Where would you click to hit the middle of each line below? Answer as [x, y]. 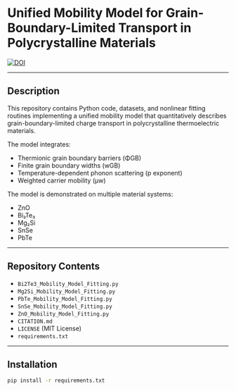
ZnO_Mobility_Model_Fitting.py [63, 314]
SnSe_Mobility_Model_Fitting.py [65, 306]
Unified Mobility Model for [85, 13]
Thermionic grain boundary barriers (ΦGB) [79, 158]
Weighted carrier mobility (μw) [62, 180]
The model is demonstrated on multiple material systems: [90, 194]
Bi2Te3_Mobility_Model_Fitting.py [68, 284]
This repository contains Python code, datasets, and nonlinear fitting [106, 108]
